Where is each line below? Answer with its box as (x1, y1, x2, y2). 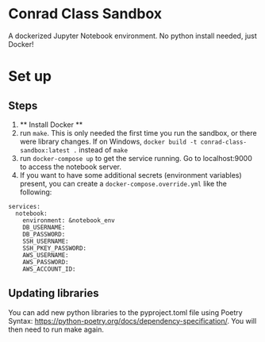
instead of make (79, 144, 129, 155)
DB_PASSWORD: (22, 230, 66, 238)
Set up (8, 67, 52, 86)
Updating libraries (8, 286, 99, 300)
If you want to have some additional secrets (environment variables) (19, 170, 242, 179)
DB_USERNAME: (22, 223, 66, 231)
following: (19, 187, 52, 197)
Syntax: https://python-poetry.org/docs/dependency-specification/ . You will (8, 316, 257, 325)
